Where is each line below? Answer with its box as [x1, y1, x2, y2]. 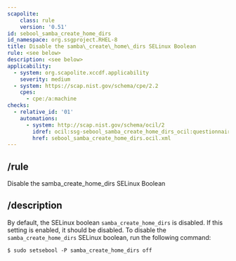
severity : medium [20, 75, 71, 83]
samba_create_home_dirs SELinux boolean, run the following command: [7, 233, 211, 241]
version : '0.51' [20, 23, 68, 30]
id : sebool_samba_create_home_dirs [7, 30, 112, 37]
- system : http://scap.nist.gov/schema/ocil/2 [25, 121, 165, 129]
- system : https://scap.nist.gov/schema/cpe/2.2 [13, 82, 159, 89]
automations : [20, 115, 58, 122]
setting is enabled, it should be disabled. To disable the [7, 226, 166, 234]
